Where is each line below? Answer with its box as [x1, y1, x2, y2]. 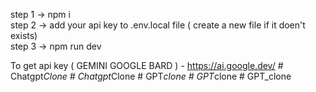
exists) [10, 30, 38, 41]
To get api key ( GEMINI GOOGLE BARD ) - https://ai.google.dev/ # [10, 60, 284, 71]
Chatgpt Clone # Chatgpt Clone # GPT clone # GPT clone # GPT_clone [10, 70, 292, 82]
